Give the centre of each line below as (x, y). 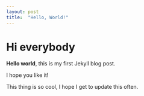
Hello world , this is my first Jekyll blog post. (61, 64)
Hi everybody (41, 47)
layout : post (23, 12)
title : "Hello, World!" (37, 17)
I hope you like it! (27, 75)
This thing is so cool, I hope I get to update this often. (72, 87)
